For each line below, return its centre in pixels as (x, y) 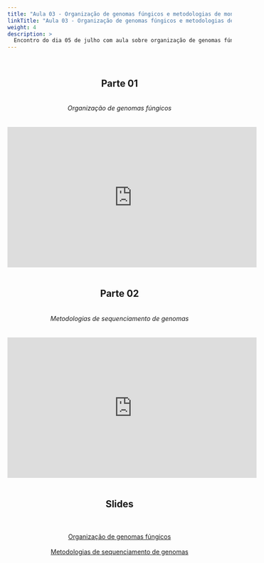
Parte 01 (120, 83)
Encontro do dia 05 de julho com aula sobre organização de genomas (117, 41)
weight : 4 (22, 27)
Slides (120, 504)
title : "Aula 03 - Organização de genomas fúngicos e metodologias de (114, 14)
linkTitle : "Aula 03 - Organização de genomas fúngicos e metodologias (116, 21)
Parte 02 (120, 294)
